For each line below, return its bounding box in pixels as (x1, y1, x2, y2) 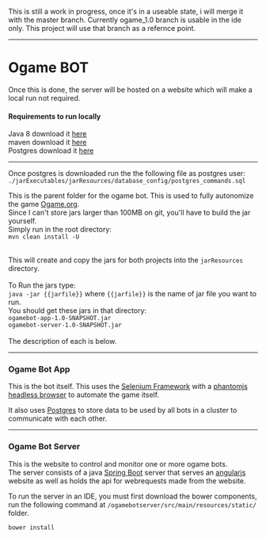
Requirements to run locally (8, 111, 101, 121)
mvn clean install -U (8, 233, 80, 241)
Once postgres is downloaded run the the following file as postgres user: (8, 169, 245, 178)
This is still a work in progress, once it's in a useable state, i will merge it (8, 7, 244, 16)
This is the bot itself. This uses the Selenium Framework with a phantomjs (8, 382, 248, 391)
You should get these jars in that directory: (8, 306, 147, 315)
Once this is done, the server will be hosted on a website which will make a (8, 85, 253, 94)
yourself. (8, 216, 37, 226)
